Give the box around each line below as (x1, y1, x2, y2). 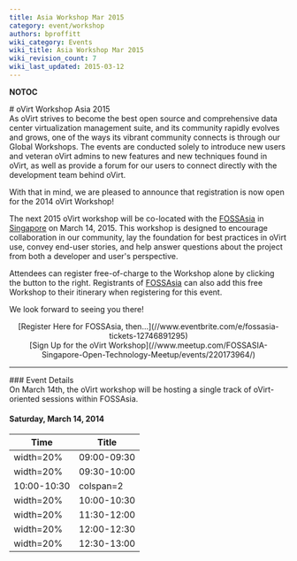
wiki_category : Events (9, 37, 93, 47)
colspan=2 (78, 480, 124, 492)
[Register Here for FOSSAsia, (18, 320, 124, 332)
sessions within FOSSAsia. (41, 393, 139, 403)
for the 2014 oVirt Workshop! (9, 196, 115, 206)
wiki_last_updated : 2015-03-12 (9, 63, 125, 72)
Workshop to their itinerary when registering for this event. (9, 287, 223, 297)
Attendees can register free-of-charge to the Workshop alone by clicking (9, 267, 275, 279)
